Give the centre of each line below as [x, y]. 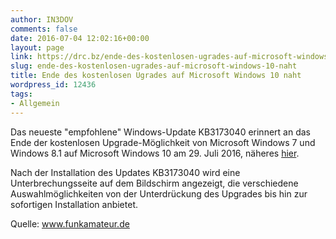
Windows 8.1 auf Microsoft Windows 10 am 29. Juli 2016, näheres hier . [155, 153]
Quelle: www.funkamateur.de [70, 223]
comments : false [44, 29]
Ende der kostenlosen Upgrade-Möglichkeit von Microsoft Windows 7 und [163, 142]
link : [21, 57]
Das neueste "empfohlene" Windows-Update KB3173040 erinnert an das [160, 132]
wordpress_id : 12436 [53, 85]
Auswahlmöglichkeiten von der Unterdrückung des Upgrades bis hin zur [159, 193]
